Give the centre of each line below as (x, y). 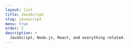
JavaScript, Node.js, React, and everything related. (68, 38)
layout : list (19, 10)
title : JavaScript (25, 14)
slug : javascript (24, 19)
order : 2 (14, 28)
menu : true (17, 24)
